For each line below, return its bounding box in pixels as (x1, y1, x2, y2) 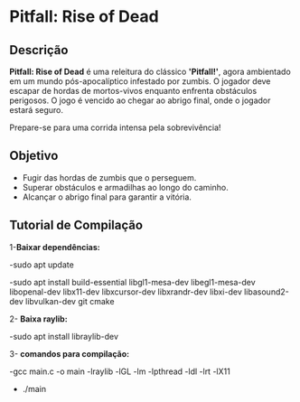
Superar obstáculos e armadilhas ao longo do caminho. (22, 182, 229, 192)
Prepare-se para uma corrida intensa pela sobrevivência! (9, 122, 221, 133)
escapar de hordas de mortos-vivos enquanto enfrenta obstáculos (9, 86, 258, 96)
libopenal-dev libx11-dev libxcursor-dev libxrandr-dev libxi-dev (9, 286, 242, 297)
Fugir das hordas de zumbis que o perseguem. (22, 172, 197, 182)
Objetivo (9, 148, 59, 164)
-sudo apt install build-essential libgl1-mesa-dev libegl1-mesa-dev (9, 276, 256, 287)
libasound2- (243, 286, 289, 297)
